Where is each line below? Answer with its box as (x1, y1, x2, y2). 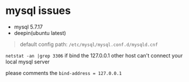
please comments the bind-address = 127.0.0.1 (5, 69, 122, 76)
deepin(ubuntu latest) (13, 29, 67, 36)
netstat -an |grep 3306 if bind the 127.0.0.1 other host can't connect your (5, 52, 183, 59)
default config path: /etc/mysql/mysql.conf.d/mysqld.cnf (19, 41, 159, 48)
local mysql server (5, 58, 50, 65)
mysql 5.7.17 (13, 23, 43, 30)
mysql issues (5, 4, 71, 17)
